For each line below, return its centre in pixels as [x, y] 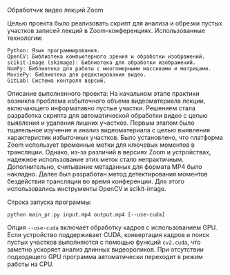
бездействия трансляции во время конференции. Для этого [96, 181]
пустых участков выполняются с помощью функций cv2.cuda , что [104, 242]
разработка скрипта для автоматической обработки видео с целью [107, 115]
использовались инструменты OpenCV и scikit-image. [87, 189]
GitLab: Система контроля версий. [57, 81]
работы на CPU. [30, 264]
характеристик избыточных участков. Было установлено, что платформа [115, 137]
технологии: [25, 38]
